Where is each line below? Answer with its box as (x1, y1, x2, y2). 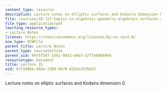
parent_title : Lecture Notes (5, 44, 65, 49)
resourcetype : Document (5, 58, 54, 62)
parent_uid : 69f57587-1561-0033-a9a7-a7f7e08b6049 (5, 53, 112, 58)
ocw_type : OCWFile (5, 39, 43, 44)
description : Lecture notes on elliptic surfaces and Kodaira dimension (5, 12, 158, 17)
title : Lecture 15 (5, 62, 43, 67)
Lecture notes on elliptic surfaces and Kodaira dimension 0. (5, 80, 126, 86)
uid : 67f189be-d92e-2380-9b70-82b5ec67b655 (5, 67, 96, 72)
